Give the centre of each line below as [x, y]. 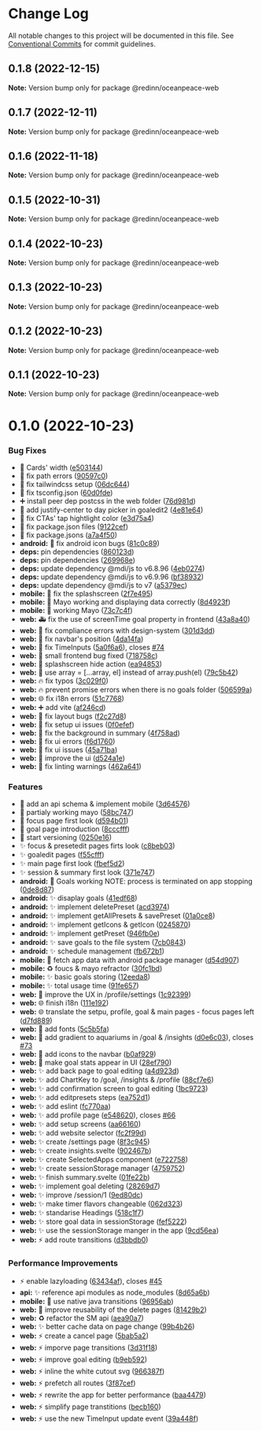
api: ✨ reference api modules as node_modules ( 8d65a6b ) [114, 1292]
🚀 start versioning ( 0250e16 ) [66, 838]
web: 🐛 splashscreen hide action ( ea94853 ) [91, 663]
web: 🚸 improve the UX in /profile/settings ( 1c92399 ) [105, 994]
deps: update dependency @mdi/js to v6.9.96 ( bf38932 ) [112, 577]
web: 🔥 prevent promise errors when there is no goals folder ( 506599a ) [136, 689]
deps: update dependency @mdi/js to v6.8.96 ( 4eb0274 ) [112, 568]
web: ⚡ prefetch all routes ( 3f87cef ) [77, 1383]
